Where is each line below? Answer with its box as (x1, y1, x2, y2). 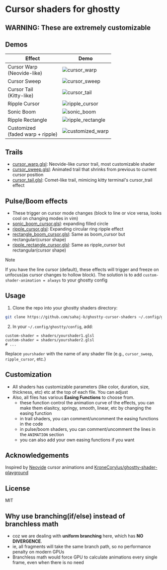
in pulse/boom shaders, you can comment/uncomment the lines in (19, 426, 156, 432)
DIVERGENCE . (12, 538, 42, 544)
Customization (5, 370, 52, 379)
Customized (7, 125, 36, 132)
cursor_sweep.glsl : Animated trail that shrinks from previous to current (12, 166, 157, 173)
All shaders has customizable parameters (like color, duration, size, (12, 383, 150, 390)
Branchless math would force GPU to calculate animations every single (12, 554, 158, 560)
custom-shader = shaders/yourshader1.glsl (5, 333, 94, 338)
